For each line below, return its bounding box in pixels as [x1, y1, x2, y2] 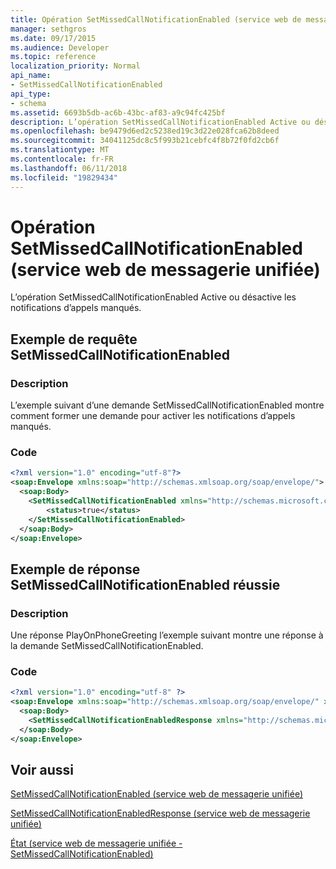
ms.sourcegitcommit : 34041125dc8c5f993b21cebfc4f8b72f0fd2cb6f [10, 136, 280, 146]
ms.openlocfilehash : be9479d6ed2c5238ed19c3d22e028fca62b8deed [10, 126, 280, 136]
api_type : [10, 89, 52, 99]
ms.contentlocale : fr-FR [10, 154, 114, 164]
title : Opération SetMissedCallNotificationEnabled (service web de [10, 14, 302, 25]
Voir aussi [10, 762, 74, 779]
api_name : [10, 71, 52, 81]
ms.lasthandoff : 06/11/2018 [10, 163, 128, 173]
